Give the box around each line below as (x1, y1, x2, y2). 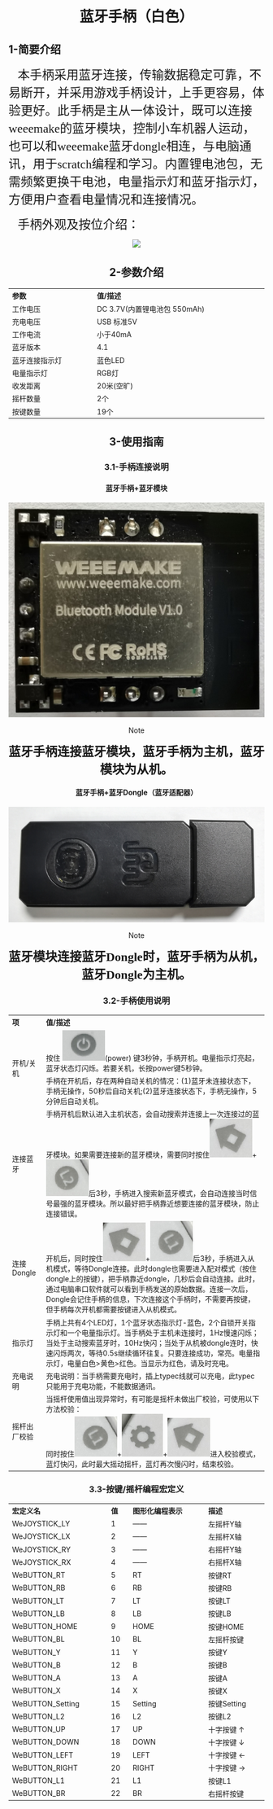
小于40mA (97, 330, 132, 339)
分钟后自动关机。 (45, 1096, 103, 1106)
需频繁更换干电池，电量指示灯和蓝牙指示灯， (8, 175, 265, 189)
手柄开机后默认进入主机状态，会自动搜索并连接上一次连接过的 (45, 1109, 253, 1119)
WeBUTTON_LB (11, 1609, 65, 1618)
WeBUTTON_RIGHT (11, 1763, 79, 1772)
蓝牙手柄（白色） (79, 7, 193, 26)
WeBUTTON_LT (11, 1596, 65, 1605)
